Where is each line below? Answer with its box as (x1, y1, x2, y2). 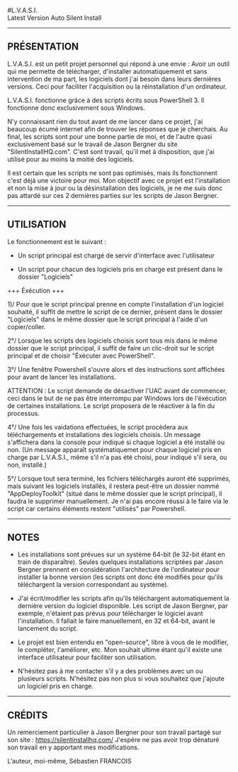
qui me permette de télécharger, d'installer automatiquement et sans (7, 67, 208, 75)
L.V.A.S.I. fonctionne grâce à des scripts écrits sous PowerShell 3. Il (7, 96, 205, 104)
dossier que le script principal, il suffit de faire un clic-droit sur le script (7, 343, 215, 352)
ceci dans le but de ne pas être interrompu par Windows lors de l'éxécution (7, 394, 227, 402)
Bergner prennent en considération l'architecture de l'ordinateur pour (17, 566, 220, 574)
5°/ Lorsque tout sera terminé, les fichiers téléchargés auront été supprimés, (7, 474, 231, 482)
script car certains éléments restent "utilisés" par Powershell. (7, 504, 186, 513)
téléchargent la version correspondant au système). (17, 580, 169, 589)
